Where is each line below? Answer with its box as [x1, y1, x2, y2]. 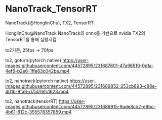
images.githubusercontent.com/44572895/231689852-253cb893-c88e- [5, 83, 157, 89]
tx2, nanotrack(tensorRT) [5, 98, 58, 104]
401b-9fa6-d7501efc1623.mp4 [5, 88, 69, 94]
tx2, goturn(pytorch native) [5, 57, 62, 63]
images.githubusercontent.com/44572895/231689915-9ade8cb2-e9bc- [5, 103, 156, 109]
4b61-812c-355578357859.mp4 [5, 109, 72, 115]
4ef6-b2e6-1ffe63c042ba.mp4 [5, 68, 70, 74]
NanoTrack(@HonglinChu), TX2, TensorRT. [5, 20, 95, 26]
